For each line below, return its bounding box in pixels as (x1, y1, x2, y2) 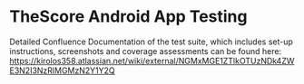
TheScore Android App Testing (9, 6, 248, 27)
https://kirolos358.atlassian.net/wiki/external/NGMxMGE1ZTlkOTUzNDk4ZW (9, 55, 295, 66)
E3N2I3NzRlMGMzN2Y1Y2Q (9, 65, 115, 76)
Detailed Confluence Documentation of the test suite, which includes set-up (9, 36, 293, 47)
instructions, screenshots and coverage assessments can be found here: (9, 45, 282, 56)
